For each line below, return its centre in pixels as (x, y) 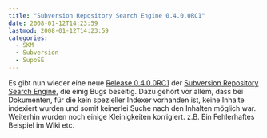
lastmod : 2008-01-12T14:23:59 (59, 30)
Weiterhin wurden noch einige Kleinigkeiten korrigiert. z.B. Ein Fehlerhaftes (132, 116)
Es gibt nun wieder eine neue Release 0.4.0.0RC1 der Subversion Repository (133, 83)
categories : (28, 38)
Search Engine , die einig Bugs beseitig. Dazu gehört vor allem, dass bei (126, 91)
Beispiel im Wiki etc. (41, 125)
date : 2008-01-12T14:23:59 (53, 23)
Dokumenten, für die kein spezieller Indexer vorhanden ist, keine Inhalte (127, 100)
